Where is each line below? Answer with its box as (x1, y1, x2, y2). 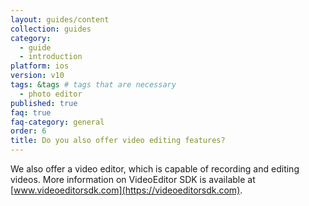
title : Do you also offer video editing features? (10, 136, 226, 146)
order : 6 (10, 126, 47, 136)
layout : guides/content (10, 14, 110, 25)
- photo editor (19, 89, 83, 99)
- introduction (19, 52, 83, 62)
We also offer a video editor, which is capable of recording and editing (10, 163, 300, 175)
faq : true (10, 107, 52, 118)
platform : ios (10, 61, 70, 71)
